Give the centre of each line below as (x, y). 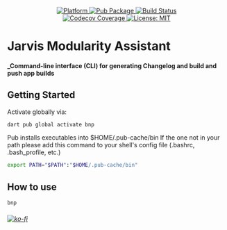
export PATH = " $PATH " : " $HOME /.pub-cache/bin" (73, 165)
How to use (32, 187)
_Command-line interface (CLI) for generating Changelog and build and (112, 65)
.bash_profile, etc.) (34, 152)
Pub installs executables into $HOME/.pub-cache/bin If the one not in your (113, 138)
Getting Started (41, 95)
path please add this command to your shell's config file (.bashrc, (101, 145)
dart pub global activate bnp (51, 124)
